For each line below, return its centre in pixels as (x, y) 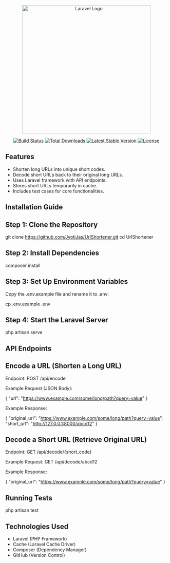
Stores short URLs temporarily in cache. (55, 185)
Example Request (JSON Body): (39, 388)
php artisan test (22, 510)
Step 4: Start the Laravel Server (57, 320)
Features (20, 157)
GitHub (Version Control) (39, 555)
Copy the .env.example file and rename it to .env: (57, 294)
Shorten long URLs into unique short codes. (59, 169)
